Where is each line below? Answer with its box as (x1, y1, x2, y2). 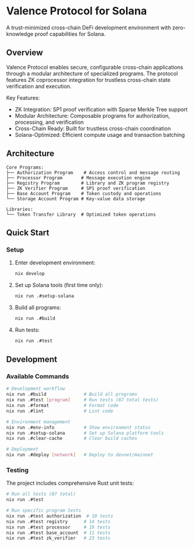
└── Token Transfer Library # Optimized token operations (6, 211, 156, 218)
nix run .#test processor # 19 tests (6, 524, 111, 530)
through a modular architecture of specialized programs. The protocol (6, 70, 178, 77)
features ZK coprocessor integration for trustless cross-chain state (6, 76, 171, 83)
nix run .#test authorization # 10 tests (6, 513, 113, 519)
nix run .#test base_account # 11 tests (6, 530, 111, 536)
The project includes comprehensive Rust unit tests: (6, 479, 134, 487)
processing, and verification (14, 118, 84, 126)
